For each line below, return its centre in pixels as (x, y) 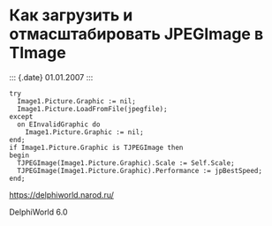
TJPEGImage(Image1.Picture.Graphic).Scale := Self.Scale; (126, 163)
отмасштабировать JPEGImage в (136, 34)
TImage (38, 53)
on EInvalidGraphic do (59, 124)
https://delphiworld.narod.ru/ (62, 194)
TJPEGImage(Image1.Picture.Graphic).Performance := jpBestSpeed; (140, 170)
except (21, 117)
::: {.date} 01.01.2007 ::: (51, 77)
